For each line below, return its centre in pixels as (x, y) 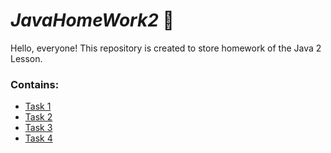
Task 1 (38, 106)
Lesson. (26, 58)
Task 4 (38, 138)
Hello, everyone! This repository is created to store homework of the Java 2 (166, 48)
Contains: (35, 84)
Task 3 (38, 128)
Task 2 (38, 117)
